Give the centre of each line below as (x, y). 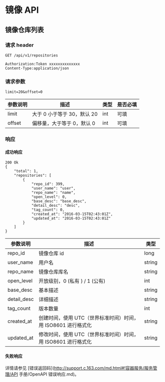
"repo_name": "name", (54, 193)
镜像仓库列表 (25, 30)
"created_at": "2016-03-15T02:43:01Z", (72, 214)
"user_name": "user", (54, 189)
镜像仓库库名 (54, 272)
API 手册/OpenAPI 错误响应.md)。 (45, 374)
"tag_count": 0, (48, 210)
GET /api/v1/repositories (31, 55)
